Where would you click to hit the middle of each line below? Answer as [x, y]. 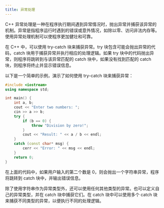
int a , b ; [24, 103]
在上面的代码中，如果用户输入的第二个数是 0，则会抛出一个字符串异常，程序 [82, 172]
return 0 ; [24, 157]
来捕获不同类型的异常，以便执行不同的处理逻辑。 [54, 201]
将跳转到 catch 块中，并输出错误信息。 [44, 178]
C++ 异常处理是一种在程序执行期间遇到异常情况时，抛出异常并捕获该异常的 [81, 24]
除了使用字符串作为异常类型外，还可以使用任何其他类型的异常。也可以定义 [80, 188]
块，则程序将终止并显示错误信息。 [39, 65]
